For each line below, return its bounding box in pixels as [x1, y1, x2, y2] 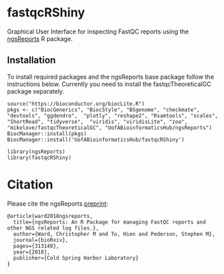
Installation [7, 55, 56, 66]
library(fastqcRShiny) [7, 154, 72, 161]
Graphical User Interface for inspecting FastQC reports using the [7, 27, 189, 36]
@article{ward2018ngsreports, [7, 213, 94, 219]
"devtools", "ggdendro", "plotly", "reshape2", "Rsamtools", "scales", [7, 112, 219, 119]
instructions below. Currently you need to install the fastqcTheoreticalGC [7, 80, 212, 88]
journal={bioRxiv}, [13, 236, 69, 243]
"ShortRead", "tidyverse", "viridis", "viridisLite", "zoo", [7, 118, 188, 125]
